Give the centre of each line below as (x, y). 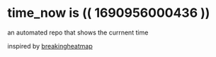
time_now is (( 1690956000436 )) (109, 13)
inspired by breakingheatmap (50, 46)
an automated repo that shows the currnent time (78, 32)
